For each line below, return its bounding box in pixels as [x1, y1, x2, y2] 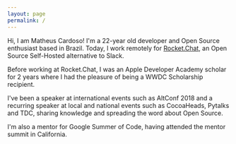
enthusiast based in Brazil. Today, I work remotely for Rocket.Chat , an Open [7, 44, 228, 52]
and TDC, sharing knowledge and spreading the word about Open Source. [7, 109, 224, 117]
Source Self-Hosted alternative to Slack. [7, 51, 124, 60]
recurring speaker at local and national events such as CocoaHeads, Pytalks [7, 101, 230, 109]
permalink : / [7, 17, 46, 24]
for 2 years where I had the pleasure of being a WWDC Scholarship [7, 72, 203, 81]
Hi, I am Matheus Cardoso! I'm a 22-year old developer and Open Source [7, 36, 220, 44]
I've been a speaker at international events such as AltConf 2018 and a [7, 93, 213, 102]
